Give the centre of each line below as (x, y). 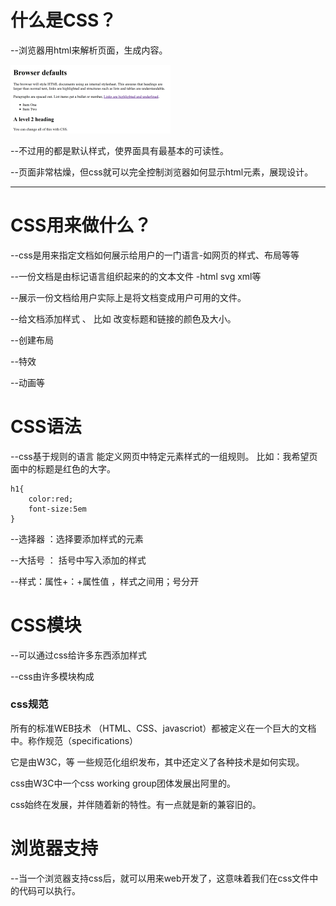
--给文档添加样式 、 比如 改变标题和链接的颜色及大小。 (123, 318)
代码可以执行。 (49, 890)
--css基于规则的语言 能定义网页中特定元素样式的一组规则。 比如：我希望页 (164, 456)
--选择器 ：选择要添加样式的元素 (77, 538)
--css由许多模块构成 (52, 676)
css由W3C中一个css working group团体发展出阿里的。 (123, 783)
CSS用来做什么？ (81, 225)
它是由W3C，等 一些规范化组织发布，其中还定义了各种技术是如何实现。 (157, 762)
